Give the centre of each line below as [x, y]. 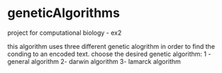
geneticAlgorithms [64, 13]
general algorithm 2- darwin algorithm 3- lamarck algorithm [94, 61]
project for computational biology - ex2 [65, 33]
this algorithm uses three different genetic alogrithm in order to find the [111, 46]
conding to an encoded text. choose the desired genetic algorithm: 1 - [109, 54]
